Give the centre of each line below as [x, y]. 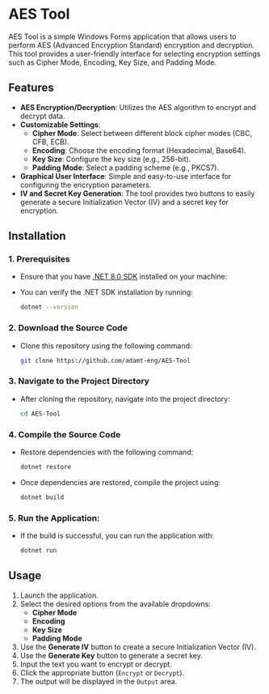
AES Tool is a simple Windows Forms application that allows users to [122, 36]
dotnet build [42, 497]
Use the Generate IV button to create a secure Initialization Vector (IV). [138, 647]
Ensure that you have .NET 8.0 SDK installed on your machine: [124, 277]
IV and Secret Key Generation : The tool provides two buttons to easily [137, 193]
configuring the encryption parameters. [86, 185]
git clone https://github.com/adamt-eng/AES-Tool [105, 360]
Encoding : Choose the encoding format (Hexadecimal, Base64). [139, 150]
